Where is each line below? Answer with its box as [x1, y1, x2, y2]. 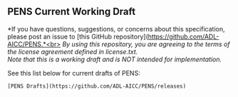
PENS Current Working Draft [7, 6, 136, 18]
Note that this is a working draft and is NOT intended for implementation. [7, 55, 222, 63]
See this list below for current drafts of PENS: [7, 68, 140, 77]
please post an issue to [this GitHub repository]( [7, 32, 148, 41]
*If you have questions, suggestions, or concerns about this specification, [7, 24, 225, 33]
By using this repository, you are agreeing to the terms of [62, 39, 230, 48]
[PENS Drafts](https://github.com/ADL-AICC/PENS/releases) [7, 82, 187, 90]
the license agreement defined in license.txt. [7, 47, 138, 56]
